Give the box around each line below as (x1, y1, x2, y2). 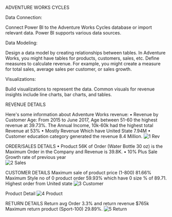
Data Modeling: (5, 40, 37, 46)
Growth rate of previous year (5, 154, 66, 160)
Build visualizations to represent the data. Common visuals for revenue (5, 86, 155, 92)
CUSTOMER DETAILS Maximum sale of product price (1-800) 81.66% (5, 170, 151, 175)
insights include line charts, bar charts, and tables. (5, 92, 112, 97)
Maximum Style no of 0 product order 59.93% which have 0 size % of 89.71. (5, 175, 167, 181)
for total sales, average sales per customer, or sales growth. (5, 66, 132, 72)
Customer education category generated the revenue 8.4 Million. (5, 133, 143, 139)
